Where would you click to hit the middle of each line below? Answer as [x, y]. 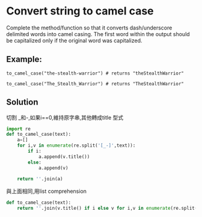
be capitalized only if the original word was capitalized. [74, 40]
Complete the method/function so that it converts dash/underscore [89, 28]
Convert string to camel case [80, 11]
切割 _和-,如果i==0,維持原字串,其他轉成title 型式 [65, 117]
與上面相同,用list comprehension [47, 191]
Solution [22, 102]
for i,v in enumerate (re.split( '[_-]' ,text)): [76, 145]
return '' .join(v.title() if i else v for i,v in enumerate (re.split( [107, 209]
